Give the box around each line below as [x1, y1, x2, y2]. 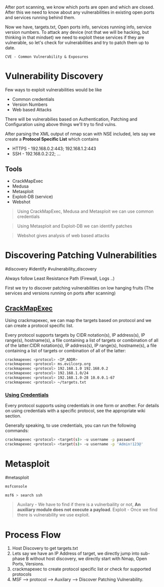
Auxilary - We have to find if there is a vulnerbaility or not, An [17, 502, 141, 508]
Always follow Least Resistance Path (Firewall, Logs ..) [5, 275, 115, 281]
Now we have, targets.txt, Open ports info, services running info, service [5, 24, 152, 30]
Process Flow [5, 529, 61, 540]
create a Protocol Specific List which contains [5, 136, 99, 142]
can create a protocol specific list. [5, 322, 74, 328]
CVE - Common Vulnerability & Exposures [5, 54, 89, 59]
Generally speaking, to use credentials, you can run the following [5, 422, 136, 428]
